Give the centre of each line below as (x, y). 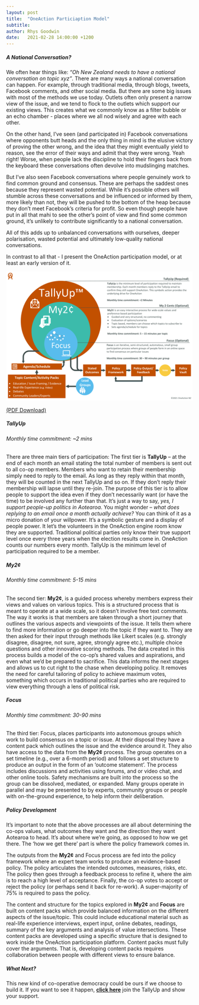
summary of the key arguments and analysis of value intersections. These (96, 930)
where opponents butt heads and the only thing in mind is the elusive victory (99, 141)
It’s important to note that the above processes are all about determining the (99, 825)
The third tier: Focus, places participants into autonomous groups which (94, 733)
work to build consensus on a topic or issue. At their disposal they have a (95, 740)
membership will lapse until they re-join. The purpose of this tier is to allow (97, 489)
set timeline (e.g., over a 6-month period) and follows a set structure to (93, 758)
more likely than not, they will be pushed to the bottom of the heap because (98, 202)
